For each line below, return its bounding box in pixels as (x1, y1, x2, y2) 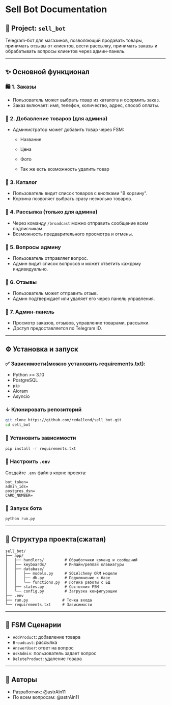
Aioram (12, 388, 28, 394)
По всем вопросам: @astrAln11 (12, 694, 79, 700)
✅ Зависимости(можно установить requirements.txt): (5, 360, 146, 367)
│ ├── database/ (5, 566, 44, 572)
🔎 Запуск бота (5, 504, 42, 511)
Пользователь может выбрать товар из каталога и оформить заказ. (12, 97, 160, 103)
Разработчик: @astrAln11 (12, 689, 66, 695)
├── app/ (5, 553, 24, 558)
